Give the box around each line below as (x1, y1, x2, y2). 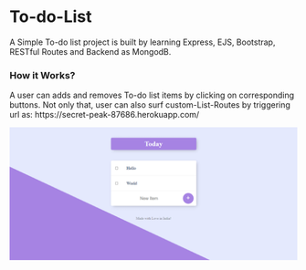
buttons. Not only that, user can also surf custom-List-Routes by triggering (9, 99, 290, 110)
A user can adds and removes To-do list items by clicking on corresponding (9, 89, 295, 101)
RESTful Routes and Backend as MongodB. (9, 46, 172, 57)
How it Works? (9, 68, 76, 81)
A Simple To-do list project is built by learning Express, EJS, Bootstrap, (9, 36, 276, 47)
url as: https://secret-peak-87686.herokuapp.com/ (9, 109, 200, 120)
